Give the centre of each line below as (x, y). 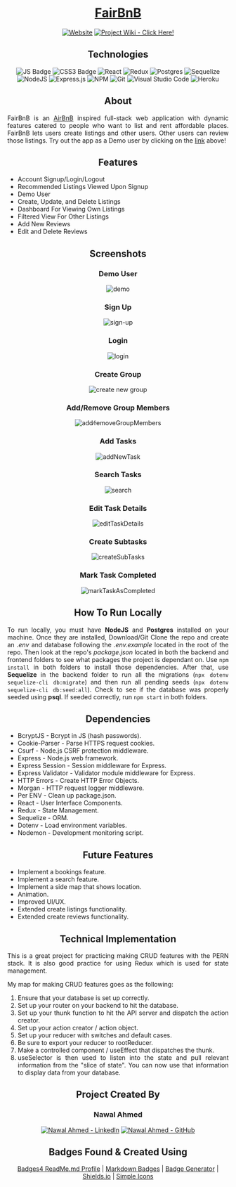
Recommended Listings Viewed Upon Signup (83, 187)
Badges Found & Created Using (118, 1152)
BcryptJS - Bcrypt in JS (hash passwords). (79, 736)
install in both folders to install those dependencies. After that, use (118, 667)
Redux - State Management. (58, 810)
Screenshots (118, 253)
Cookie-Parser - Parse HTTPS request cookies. (86, 744)
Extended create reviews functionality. (73, 917)
